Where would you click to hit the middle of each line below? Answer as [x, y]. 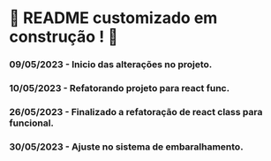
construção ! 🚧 [64, 37]
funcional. [32, 123]
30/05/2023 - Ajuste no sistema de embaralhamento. [127, 147]
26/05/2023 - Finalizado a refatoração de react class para [136, 111]
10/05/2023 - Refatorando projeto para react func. [120, 88]
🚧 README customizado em [113, 18]
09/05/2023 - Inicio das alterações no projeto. [111, 65]
